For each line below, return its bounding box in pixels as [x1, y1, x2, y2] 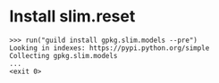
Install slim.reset [9, 6, 136, 27]
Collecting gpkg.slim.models [9, 51, 118, 60]
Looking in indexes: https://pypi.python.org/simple [9, 43, 210, 53]
